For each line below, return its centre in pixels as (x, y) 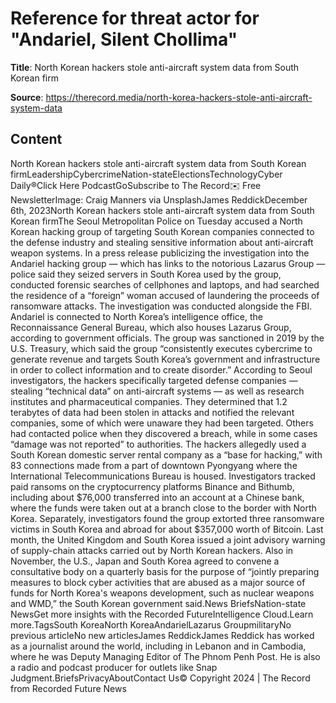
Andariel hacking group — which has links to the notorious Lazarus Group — (168, 263)
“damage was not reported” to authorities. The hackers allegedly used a (158, 444)
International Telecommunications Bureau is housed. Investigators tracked (163, 476)
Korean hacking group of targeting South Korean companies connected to (162, 231)
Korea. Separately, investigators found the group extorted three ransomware (167, 518)
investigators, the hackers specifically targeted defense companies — (154, 380)
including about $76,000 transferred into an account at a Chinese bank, (157, 497)
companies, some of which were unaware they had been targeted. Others (162, 423)
